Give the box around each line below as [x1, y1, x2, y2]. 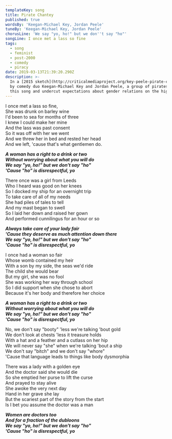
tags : [5, 41, 17, 46]
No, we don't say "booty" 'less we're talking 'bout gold [5, 326, 121, 332]
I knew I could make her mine [5, 119, 68, 125]
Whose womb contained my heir [5, 257, 74, 263]
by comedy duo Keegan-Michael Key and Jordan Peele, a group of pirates [10, 84, 168, 89]
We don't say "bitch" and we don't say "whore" [5, 348, 105, 354]
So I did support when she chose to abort [5, 284, 93, 291]
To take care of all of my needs [5, 194, 71, 200]
